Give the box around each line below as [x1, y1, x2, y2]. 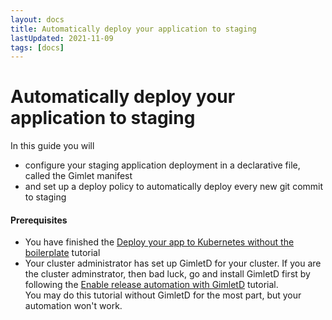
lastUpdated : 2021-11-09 [10, 33, 114, 43]
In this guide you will [10, 140, 95, 152]
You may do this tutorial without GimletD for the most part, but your [24, 289, 302, 301]
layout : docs [10, 14, 65, 25]
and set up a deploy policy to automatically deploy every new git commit [24, 181, 324, 193]
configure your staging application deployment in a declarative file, [24, 159, 301, 171]
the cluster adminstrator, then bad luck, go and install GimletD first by [24, 268, 311, 280]
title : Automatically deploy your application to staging [10, 24, 257, 34]
